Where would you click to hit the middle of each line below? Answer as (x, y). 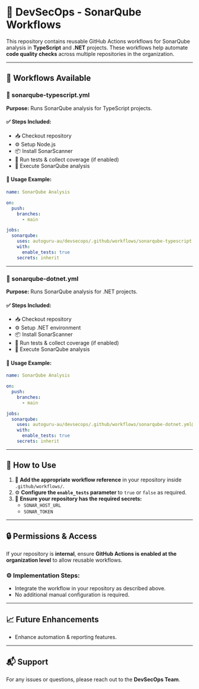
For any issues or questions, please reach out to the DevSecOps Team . (93, 679)
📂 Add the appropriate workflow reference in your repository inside (98, 480)
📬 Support (27, 662)
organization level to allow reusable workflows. (64, 560)
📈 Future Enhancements (53, 620)
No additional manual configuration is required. (72, 594)
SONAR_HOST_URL (42, 505)
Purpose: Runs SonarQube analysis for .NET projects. (72, 292)
